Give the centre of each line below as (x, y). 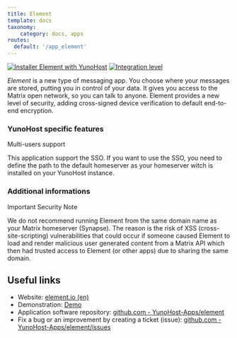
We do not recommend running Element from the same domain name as (112, 221)
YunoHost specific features (56, 129)
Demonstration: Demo (50, 305)
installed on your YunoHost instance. (61, 173)
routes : (19, 40)
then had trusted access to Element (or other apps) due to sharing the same (118, 250)
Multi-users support (36, 144)
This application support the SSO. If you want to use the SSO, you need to (115, 158)
